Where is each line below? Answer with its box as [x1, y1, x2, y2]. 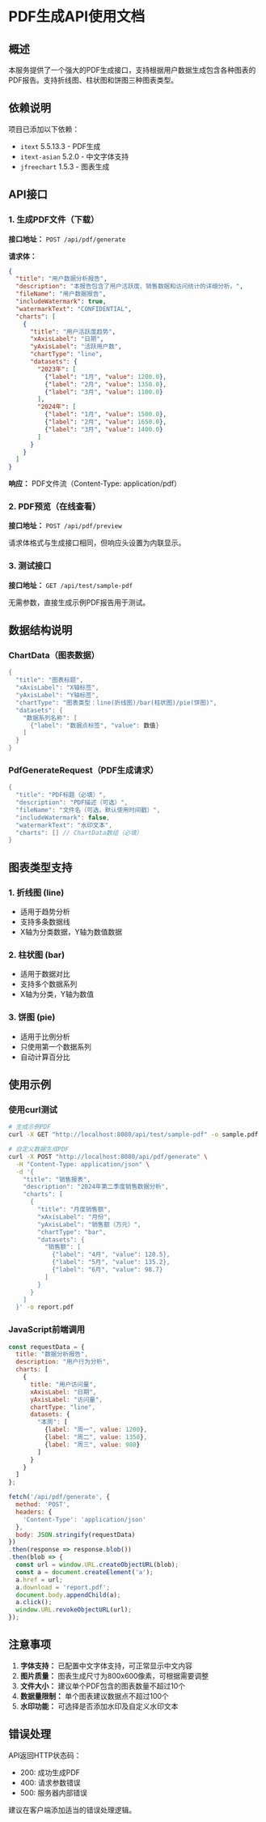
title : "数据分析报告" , [15, 1350, 89, 1359]
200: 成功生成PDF [19, 1767, 81, 1777]
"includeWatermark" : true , [15, 297, 107, 305]
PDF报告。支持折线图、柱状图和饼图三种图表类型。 [8, 75, 179, 85]
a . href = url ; [15, 1576, 63, 1584]
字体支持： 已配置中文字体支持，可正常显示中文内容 [19, 1661, 192, 1671]
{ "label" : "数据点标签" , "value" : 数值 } [29, 722, 160, 730]
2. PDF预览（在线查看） [8, 501, 101, 513]
